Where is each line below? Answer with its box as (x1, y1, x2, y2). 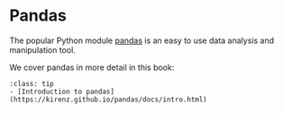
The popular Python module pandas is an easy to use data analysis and (9, 35, 275, 46)
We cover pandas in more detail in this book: (9, 62, 175, 73)
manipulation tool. (9, 44, 77, 55)
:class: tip (9, 79, 54, 88)
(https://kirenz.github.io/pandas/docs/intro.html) (9, 95, 207, 104)
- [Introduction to (9, 87, 83, 96)
